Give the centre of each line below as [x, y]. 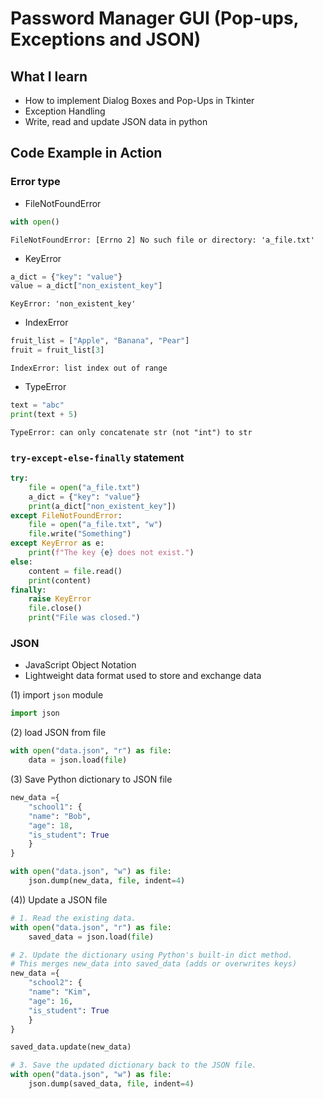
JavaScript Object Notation [80, 665]
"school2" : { [55, 983]
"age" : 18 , [51, 825]
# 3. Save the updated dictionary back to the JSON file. [133, 1065]
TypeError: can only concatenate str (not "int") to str [131, 432]
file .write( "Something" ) [80, 534]
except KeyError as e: [57, 543]
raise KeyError [60, 599]
